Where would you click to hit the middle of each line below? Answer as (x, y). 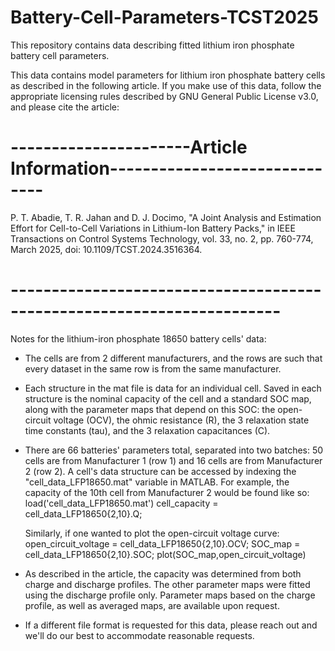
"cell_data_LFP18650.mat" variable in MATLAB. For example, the (157, 482)
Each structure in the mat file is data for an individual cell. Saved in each (173, 388)
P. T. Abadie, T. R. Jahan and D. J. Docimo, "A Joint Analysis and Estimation (166, 217)
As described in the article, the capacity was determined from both (163, 573)
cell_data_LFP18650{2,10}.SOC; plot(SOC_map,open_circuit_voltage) (165, 554)
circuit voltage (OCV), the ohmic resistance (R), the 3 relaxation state (167, 420)
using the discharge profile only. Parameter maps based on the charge (170, 595)
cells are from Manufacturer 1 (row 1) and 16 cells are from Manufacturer (173, 460)
